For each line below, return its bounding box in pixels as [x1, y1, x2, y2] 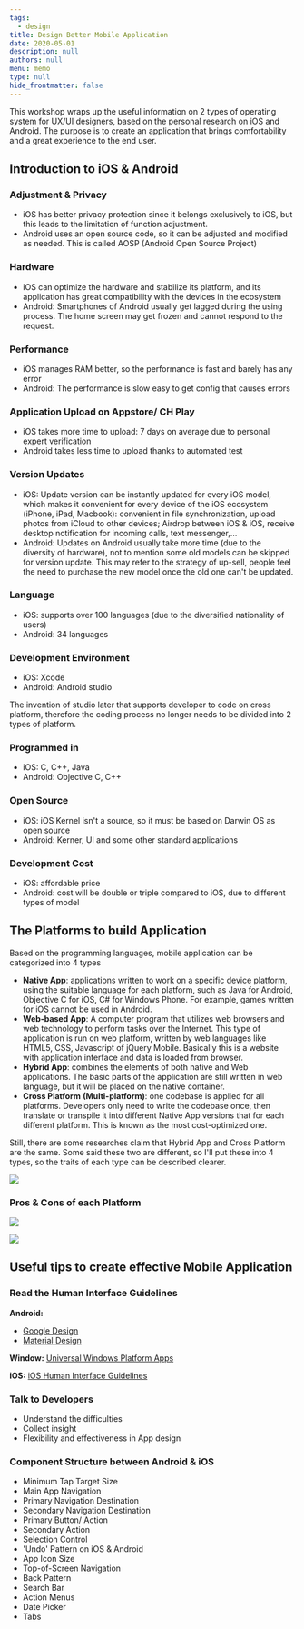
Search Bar [22, 1583, 65, 1594]
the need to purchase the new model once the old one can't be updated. [22, 565, 294, 577]
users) [22, 619, 47, 630]
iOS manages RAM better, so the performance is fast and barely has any [22, 363, 293, 374]
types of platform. [9, 719, 77, 730]
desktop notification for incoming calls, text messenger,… [22, 527, 238, 538]
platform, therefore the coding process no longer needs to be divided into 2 [9, 709, 292, 720]
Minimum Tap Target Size [22, 1476, 118, 1487]
